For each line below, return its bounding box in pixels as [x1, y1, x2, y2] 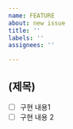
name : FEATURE [8, 11, 56, 20]
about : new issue [8, 19, 66, 27]
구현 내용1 [19, 102, 51, 111]
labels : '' [8, 33, 44, 42]
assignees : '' [8, 41, 56, 49]
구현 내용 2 [19, 112, 54, 122]
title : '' [8, 26, 41, 34]
